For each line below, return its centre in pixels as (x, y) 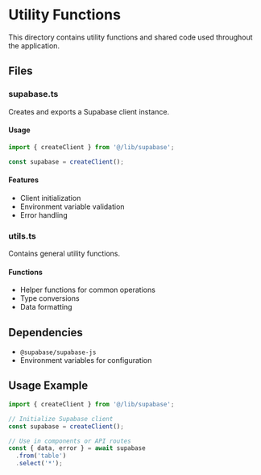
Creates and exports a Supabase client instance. (89, 111)
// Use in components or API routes (70, 441)
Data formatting (46, 307)
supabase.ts (33, 94)
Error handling (43, 215)
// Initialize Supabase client (61, 419)
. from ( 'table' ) (41, 456)
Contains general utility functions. (64, 254)
